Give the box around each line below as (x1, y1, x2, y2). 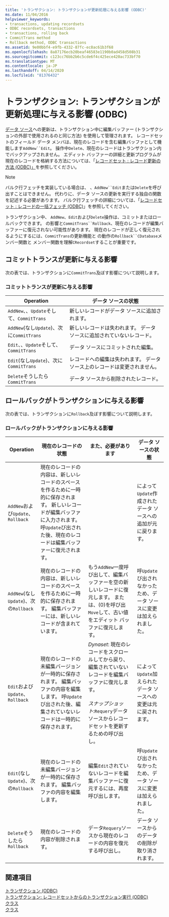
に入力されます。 (40, 517, 80, 524)
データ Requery (88, 824, 122, 831)
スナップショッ (88, 700, 124, 707)
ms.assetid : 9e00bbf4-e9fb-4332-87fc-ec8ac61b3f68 (5, 45, 114, 50)
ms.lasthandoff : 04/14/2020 (5, 68, 64, 73)
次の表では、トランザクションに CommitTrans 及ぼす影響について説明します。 (5, 270, 162, 276)
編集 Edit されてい (88, 763, 129, 770)
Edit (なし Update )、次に (8, 357, 63, 364)
